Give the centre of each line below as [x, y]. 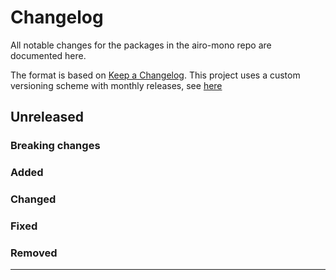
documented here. [48, 55]
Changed [33, 199]
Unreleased [47, 117]
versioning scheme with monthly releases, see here [116, 85]
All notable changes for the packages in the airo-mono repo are [141, 45]
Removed [34, 253]
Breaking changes [55, 146]
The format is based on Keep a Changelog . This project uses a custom [155, 75]
